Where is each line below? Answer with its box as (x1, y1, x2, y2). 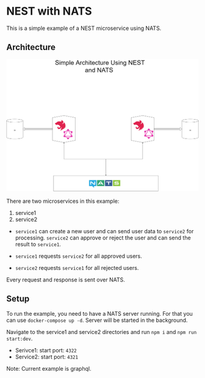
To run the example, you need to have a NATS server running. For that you (6, 310, 193, 317)
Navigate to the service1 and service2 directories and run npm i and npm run (6, 328, 197, 335)
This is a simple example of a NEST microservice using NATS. (6, 24, 162, 32)
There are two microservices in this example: (6, 197, 120, 205)
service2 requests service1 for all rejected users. (15, 264, 139, 271)
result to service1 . (15, 240, 61, 248)
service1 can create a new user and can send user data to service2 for (15, 227, 194, 234)
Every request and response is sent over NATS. (6, 276, 125, 283)
